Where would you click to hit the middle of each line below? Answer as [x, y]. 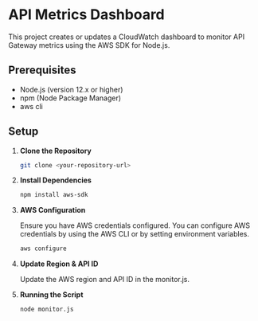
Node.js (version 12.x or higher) [71, 89]
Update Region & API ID [59, 264]
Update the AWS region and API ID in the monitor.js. [104, 280]
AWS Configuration [53, 210]
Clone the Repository [55, 151]
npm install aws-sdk [54, 195]
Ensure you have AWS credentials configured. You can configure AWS [135, 225]
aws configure [43, 249]
